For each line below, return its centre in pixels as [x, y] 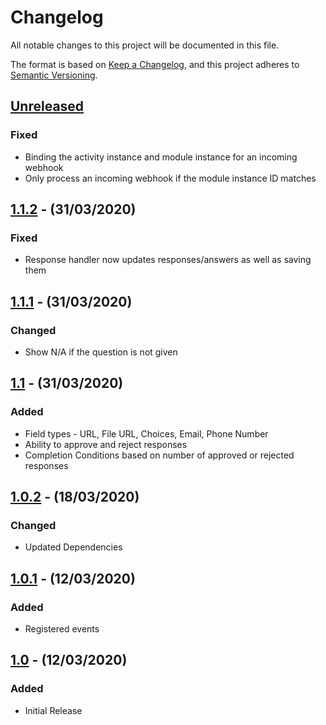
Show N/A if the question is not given [101, 352]
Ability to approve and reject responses [106, 444]
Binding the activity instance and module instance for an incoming [161, 157]
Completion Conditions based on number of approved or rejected [159, 455]
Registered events [62, 629]
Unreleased [47, 106]
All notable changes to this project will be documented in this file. [145, 45]
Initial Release [53, 710]
